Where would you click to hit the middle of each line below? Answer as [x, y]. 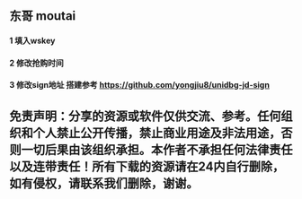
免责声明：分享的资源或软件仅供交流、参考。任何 [145, 116]
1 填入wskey [32, 40]
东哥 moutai [43, 16]
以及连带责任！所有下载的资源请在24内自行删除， [147, 166]
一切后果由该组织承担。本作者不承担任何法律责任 [157, 149]
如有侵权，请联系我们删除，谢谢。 [104, 183]
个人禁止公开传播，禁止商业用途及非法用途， [157, 133]
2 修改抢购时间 [37, 63]
